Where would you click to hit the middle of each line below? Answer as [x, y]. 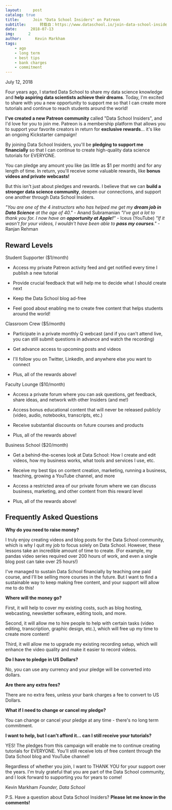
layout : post [24, 10]
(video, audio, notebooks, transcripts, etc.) [58, 415]
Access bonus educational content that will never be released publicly [87, 409]
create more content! [27, 634]
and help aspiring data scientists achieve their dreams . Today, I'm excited [84, 98]
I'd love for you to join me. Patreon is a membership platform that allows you [85, 124]
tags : [11, 44]
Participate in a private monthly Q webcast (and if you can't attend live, [88, 333]
